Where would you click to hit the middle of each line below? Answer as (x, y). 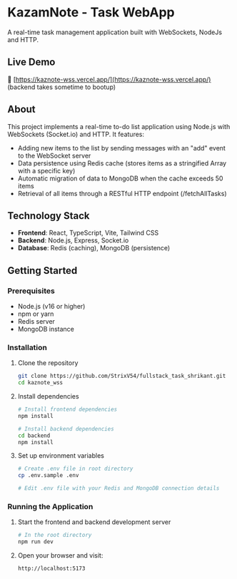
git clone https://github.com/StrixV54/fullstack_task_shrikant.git (122, 376)
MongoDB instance (46, 329)
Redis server (36, 322)
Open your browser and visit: (60, 555)
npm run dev (35, 542)
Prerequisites (31, 291)
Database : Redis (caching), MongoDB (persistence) (94, 248)
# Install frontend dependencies (67, 410)
